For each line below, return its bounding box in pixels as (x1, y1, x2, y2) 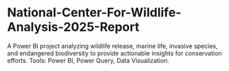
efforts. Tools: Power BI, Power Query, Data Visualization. (7, 56, 170, 64)
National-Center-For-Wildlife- (7, 5, 182, 20)
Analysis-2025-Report (7, 19, 140, 35)
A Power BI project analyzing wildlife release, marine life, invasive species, (7, 42, 218, 50)
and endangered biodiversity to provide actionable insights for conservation (7, 49, 222, 57)
